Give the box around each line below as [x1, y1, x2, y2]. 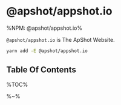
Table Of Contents [6, 65, 77, 75]
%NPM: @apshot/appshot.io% [6, 24, 83, 32]
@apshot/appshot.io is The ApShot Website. [6, 36, 115, 43]
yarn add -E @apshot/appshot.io [6, 47, 88, 54]
